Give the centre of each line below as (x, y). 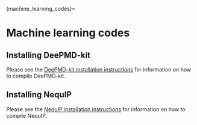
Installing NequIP (39, 95)
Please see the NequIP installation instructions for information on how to (96, 109)
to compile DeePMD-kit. (36, 76)
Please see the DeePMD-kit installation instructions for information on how (99, 69)
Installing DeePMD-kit (48, 55)
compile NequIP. (27, 115)
